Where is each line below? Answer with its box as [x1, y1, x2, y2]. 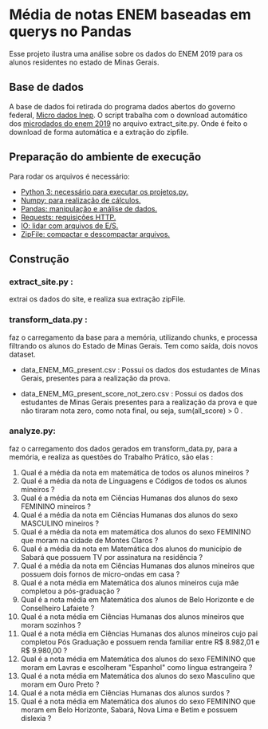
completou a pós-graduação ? [20, 586, 120, 596]
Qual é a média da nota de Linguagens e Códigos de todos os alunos [20, 476, 247, 486]
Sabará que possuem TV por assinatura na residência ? [20, 552, 203, 562]
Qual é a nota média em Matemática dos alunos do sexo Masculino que [20, 671, 255, 680]
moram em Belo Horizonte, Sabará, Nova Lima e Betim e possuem [20, 704, 238, 715]
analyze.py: [9, 425, 57, 436]
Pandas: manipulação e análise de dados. [20, 203, 158, 213]
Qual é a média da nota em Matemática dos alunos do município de [20, 544, 242, 554]
